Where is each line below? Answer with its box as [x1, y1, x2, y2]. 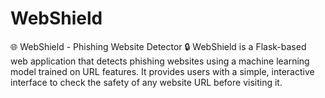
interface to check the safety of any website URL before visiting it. [10, 76, 283, 88]
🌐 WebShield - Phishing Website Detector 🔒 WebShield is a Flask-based [10, 40, 307, 52]
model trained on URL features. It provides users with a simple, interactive [10, 65, 315, 77]
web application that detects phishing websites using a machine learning [10, 55, 310, 67]
